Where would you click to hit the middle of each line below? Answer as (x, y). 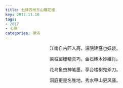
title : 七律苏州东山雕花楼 (30, 10)
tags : (11, 19)
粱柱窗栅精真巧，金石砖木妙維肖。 (85, 59)
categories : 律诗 (23, 33)
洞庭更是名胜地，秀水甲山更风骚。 (85, 80)
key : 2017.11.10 (22, 15)
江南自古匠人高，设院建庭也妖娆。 (85, 48)
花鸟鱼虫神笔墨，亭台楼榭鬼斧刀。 (85, 69)
